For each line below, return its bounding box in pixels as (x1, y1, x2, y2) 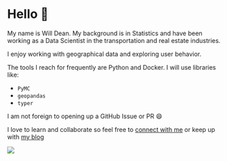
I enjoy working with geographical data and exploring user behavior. (7, 50, 202, 58)
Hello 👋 (7, 6, 49, 22)
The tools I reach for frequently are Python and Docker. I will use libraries (7, 63, 217, 71)
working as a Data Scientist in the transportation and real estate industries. (7, 36, 221, 44)
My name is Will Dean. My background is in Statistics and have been (7, 29, 203, 37)
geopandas (17, 93, 47, 100)
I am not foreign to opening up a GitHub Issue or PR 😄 (7, 112, 163, 120)
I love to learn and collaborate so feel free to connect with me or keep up (7, 125, 215, 133)
